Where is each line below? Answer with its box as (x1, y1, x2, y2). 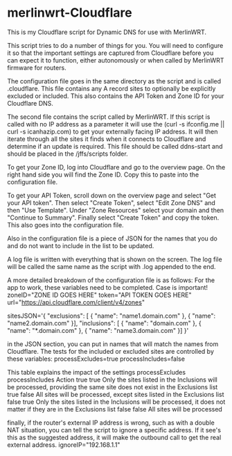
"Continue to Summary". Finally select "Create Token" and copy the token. (7, 213, 220, 222)
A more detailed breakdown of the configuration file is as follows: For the (7, 276, 215, 284)
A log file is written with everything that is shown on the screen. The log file (7, 255, 223, 263)
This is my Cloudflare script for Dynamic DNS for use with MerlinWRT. (7, 28, 206, 36)
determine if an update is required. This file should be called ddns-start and (7, 142, 223, 150)
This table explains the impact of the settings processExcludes (7, 368, 186, 376)
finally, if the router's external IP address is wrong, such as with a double (7, 418, 215, 427)
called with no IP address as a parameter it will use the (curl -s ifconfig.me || (7, 120, 225, 128)
